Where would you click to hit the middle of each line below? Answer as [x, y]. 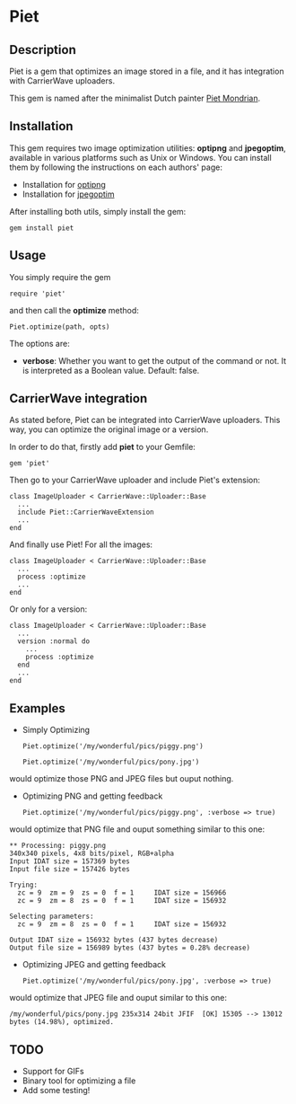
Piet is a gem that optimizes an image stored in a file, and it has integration [147, 71]
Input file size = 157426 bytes [70, 870]
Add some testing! [56, 1091]
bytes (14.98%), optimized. [62, 1022]
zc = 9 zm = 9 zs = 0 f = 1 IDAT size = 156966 [122, 893]
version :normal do [54, 641]
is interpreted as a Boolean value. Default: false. [111, 370]
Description [43, 50]
